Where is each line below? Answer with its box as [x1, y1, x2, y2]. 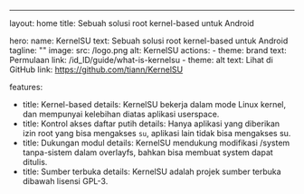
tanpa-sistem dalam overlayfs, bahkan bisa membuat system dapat [22, 147, 273, 158]
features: [9, 82, 43, 92]
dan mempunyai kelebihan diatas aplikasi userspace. [22, 109, 220, 119]
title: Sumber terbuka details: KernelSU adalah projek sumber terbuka [22, 166, 282, 177]
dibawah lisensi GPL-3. [22, 176, 109, 186]
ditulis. [22, 157, 48, 167]
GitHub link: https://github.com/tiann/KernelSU [9, 64, 184, 75]
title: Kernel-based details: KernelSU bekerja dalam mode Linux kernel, [22, 99, 287, 109]
